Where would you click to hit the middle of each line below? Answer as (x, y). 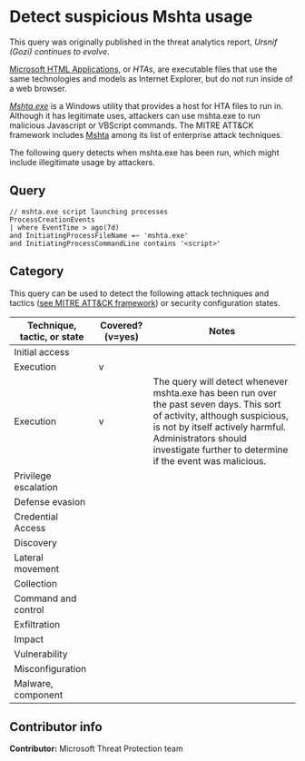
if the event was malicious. (210, 460)
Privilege (33, 476)
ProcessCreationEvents (52, 220)
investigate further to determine (221, 450)
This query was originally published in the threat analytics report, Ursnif (143, 42)
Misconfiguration (50, 668)
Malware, (34, 683)
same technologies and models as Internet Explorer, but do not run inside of (151, 78)
